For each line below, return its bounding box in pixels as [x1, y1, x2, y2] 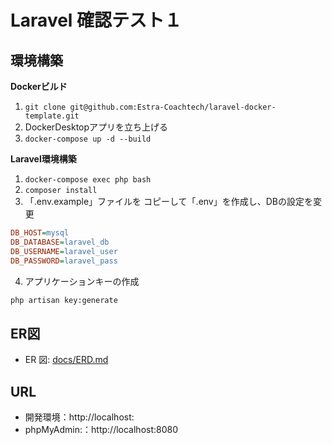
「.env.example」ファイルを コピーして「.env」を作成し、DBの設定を [24, 196, 313, 207]
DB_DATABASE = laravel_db [10, 237, 110, 247]
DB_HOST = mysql [10, 228, 70, 238]
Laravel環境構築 [10, 153, 77, 165]
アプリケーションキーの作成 [24, 275, 140, 287]
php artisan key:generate [10, 295, 118, 305]
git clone [24, 102, 67, 112]
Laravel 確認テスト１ [10, 9, 183, 32]
